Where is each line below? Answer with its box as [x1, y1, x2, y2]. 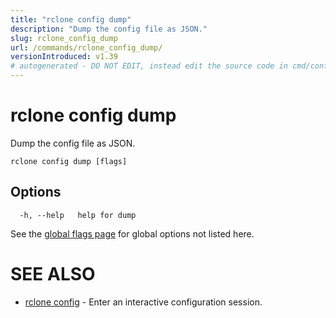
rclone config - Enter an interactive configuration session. [24, 296, 263, 308]
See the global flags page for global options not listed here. [10, 227, 255, 240]
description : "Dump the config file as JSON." [10, 24, 208, 34]
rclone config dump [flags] [10, 156, 128, 166]
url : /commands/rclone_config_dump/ [10, 42, 163, 53]
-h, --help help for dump [19, 210, 137, 220]
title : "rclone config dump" [10, 14, 132, 25]
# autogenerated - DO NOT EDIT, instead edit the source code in [10, 61, 288, 71]
